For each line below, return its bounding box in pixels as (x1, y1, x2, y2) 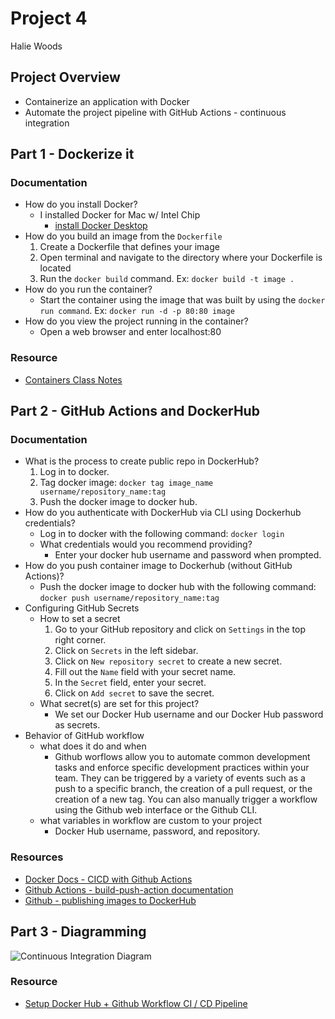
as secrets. (54, 719, 101, 731)
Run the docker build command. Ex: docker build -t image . (39, 273, 295, 285)
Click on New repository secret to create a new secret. (54, 655, 283, 667)
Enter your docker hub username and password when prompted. (54, 549, 322, 561)
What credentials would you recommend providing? (39, 538, 253, 551)
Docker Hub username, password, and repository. (54, 825, 261, 837)
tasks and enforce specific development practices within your (54, 762, 310, 774)
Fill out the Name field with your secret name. (54, 666, 237, 678)
